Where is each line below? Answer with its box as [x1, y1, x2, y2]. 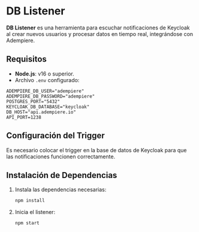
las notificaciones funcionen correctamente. [6, 153, 116, 160]
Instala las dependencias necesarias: [14, 186, 107, 193]
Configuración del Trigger [6, 131, 105, 141]
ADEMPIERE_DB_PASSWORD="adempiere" [6, 93, 95, 100]
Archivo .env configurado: [14, 76, 80, 83]
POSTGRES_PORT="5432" [6, 98, 61, 104]
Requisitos [6, 54, 47, 64]
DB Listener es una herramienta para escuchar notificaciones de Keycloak [6, 24, 190, 31]
